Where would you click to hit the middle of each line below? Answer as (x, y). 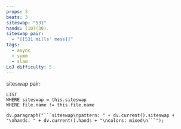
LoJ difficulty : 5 (29, 67)
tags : (13, 45)
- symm (20, 56)
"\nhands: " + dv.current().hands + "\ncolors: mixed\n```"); (85, 121)
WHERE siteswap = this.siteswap (46, 100)
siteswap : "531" (26, 23)
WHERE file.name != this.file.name (50, 105)
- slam (20, 61)
